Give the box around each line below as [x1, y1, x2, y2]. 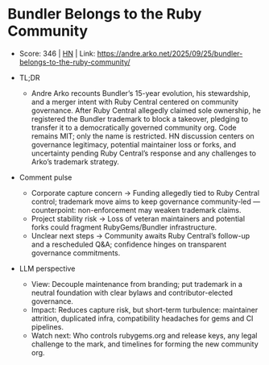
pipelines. [31, 321, 64, 331]
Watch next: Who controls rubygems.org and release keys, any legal [31, 330, 258, 340]
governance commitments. [31, 247, 121, 258]
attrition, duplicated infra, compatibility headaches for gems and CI [31, 313, 254, 323]
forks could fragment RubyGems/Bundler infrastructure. [31, 222, 217, 232]
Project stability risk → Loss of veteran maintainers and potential [31, 214, 246, 223]
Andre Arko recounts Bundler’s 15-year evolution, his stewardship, [31, 88, 251, 97]
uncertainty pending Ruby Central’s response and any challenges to [31, 148, 257, 158]
